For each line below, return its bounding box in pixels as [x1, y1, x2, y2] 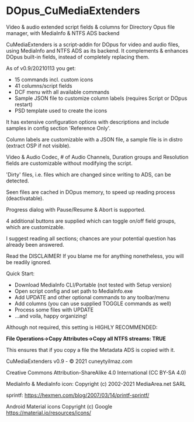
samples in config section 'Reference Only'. [6, 124, 111, 132]
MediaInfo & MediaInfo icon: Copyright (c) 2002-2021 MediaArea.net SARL [6, 380, 186, 387]
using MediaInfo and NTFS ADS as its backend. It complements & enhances [6, 47, 189, 54]
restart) [14, 101, 33, 108]
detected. [6, 177, 29, 184]
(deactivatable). [6, 195, 44, 202]
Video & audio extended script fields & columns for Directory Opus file [6, 23, 175, 30]
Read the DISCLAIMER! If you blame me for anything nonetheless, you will [6, 252, 184, 260]
